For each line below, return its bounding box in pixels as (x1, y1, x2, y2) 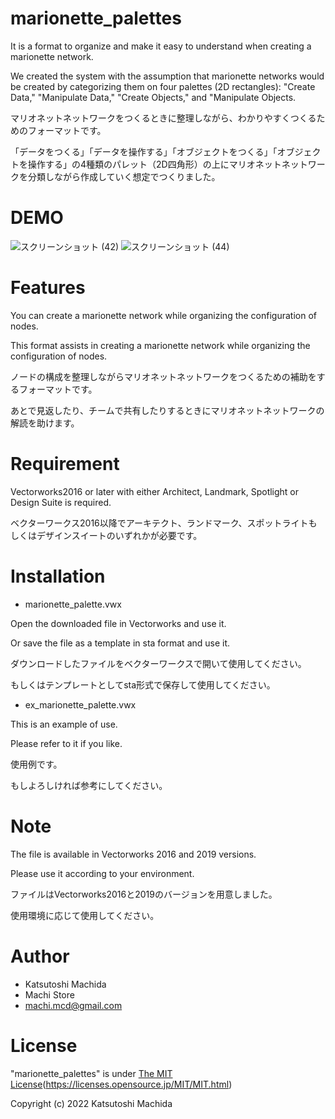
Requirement (10, 453, 120, 475)
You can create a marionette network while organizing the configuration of (10, 309, 317, 321)
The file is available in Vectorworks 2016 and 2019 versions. (10, 848, 257, 860)
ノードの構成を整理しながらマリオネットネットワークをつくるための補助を (10, 370, 317, 382)
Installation (10, 565, 106, 587)
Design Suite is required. (10, 496, 112, 508)
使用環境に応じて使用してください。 (10, 909, 160, 921)
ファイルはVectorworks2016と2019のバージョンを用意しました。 (10, 888, 278, 900)
